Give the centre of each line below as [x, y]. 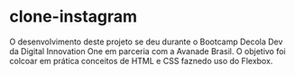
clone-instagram [74, 17]
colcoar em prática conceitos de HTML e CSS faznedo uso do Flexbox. [141, 61]
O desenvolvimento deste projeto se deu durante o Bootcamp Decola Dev [146, 42]
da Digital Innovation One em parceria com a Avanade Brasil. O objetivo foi [147, 51]
